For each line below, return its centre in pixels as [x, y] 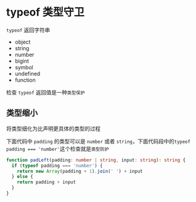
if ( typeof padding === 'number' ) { [57, 166]
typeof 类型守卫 [45, 12]
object [23, 42]
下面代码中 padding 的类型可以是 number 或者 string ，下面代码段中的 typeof [98, 141]
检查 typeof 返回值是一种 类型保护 [46, 92]
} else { [22, 177]
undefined [27, 74]
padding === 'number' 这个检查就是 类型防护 [58, 149]
